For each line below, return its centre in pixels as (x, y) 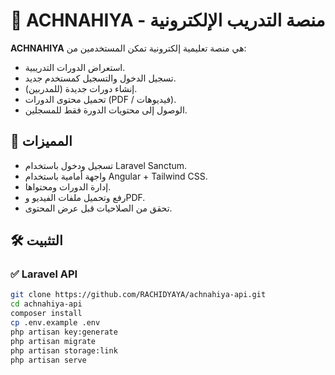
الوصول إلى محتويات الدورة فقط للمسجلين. (106, 110)
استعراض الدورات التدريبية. (75, 67)
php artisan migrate (53, 341)
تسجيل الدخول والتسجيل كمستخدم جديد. (100, 78)
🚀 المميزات (41, 141)
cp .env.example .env (55, 323)
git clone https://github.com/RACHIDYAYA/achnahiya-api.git (138, 295)
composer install (46, 314)
